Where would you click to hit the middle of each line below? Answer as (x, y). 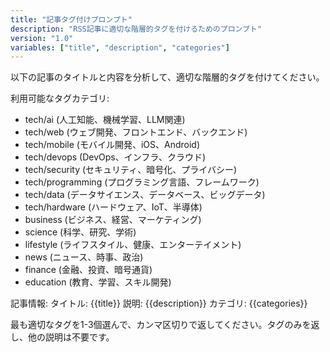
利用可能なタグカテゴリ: (60, 98)
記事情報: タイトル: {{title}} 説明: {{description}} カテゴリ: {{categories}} (159, 303)
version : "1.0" (42, 38)
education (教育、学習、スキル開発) (98, 282)
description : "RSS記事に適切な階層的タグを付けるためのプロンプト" (136, 29)
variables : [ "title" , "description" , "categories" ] (120, 47)
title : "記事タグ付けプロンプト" (71, 19)
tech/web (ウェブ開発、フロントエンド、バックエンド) (136, 132)
